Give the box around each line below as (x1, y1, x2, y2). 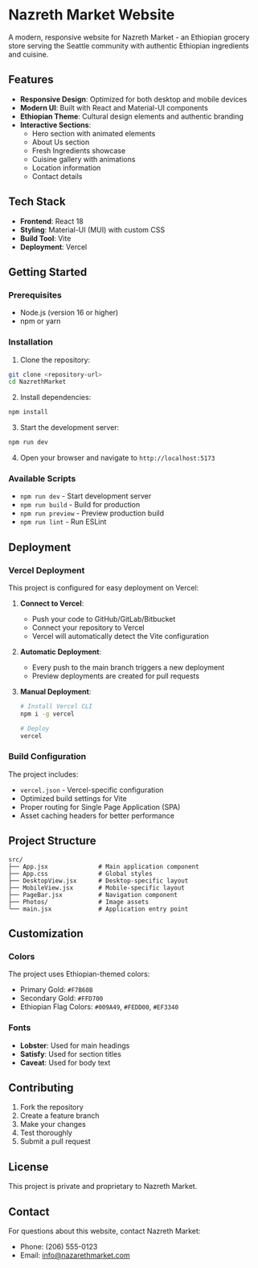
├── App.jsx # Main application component (8, 862, 199, 870)
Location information (31, 163, 101, 173)
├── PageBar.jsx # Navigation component (8, 891, 178, 899)
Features (8, 73, 54, 86)
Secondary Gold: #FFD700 (19, 994, 104, 1003)
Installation (8, 336, 54, 348)
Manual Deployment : (19, 687, 92, 697)
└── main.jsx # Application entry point (8, 905, 189, 913)
